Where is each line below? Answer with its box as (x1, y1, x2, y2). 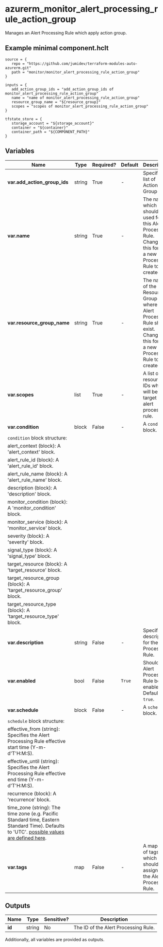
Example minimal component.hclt (5, 44, 109, 52)
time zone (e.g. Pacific (7, 810, 59, 817)
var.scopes (7, 391, 34, 398)
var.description (7, 639, 44, 646)
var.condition (7, 423, 39, 430)
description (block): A (7, 484, 57, 491)
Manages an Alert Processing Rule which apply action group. (5, 30, 127, 36)
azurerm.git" (5, 65, 32, 70)
